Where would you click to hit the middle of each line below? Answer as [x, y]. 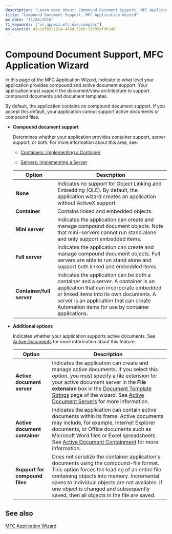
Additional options [33, 326]
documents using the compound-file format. [106, 463]
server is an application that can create [104, 301]
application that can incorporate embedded [109, 288]
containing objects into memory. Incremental [106, 476]
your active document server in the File [99, 382]
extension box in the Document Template [102, 389]
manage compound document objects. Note [110, 226]
